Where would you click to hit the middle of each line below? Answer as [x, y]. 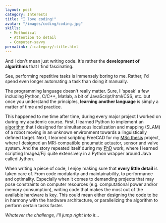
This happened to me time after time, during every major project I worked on [83, 116]
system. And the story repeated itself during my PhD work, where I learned [82, 148]
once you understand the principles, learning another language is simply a [82, 101]
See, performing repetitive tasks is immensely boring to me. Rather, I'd [77, 76]
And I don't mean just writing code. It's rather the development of [72, 61]
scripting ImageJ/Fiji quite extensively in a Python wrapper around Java [78, 153]
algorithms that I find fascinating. [39, 66]
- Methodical [23, 33]
